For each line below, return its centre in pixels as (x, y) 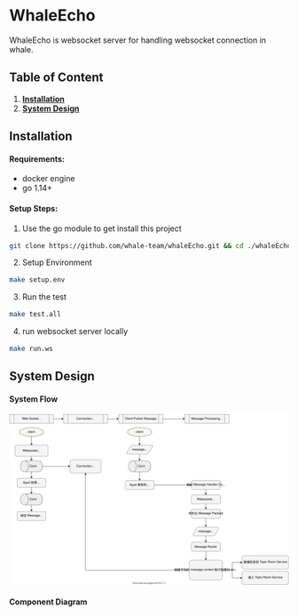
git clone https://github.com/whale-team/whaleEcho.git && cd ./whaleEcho (150, 245)
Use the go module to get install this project (102, 228)
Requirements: (37, 159)
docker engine (48, 179)
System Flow (34, 399)
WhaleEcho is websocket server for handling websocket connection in (138, 40)
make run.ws (31, 349)
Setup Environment (57, 262)
